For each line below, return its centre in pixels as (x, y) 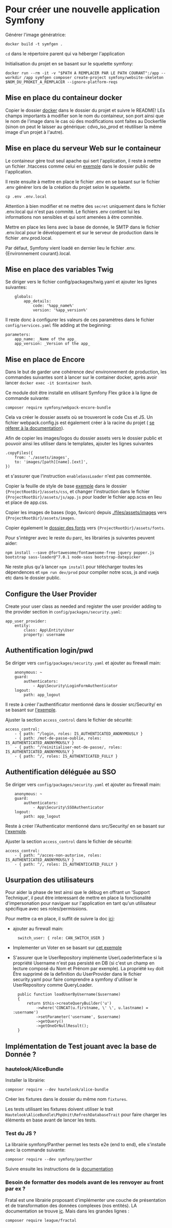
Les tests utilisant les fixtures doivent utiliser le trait (59, 1109)
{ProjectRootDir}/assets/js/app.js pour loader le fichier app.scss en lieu (84, 497)
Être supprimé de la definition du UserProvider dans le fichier (77, 974)
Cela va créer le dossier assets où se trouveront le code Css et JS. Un (79, 417)
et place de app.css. (27, 502)
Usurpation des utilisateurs (50, 880)
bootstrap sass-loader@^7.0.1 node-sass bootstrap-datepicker (73, 557)
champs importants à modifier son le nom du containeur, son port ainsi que (84, 116)
